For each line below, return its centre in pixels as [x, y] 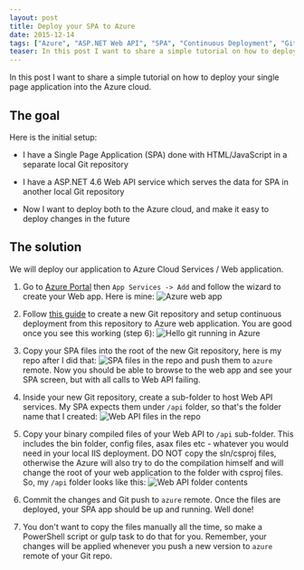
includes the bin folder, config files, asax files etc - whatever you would [156, 443]
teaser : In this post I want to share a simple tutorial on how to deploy [153, 52]
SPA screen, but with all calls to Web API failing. [111, 379]
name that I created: [60, 416]
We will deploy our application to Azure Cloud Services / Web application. [147, 269]
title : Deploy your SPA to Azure [72, 26]
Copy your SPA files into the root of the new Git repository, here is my [152, 351]
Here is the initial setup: [53, 137]
